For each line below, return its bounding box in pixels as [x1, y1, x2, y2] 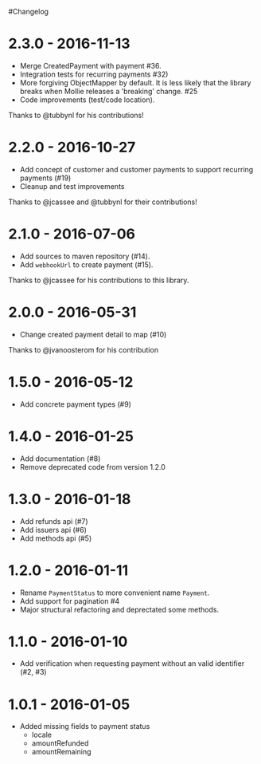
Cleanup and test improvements [19, 181, 125, 191]
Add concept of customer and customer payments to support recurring [19, 164, 254, 174]
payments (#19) [19, 173, 72, 183]
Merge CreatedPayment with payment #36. [19, 61, 162, 70]
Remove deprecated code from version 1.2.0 [19, 462, 166, 471]
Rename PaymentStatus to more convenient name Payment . [19, 588, 210, 597]
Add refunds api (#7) [19, 516, 89, 526]
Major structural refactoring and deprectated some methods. [19, 605, 220, 614]
